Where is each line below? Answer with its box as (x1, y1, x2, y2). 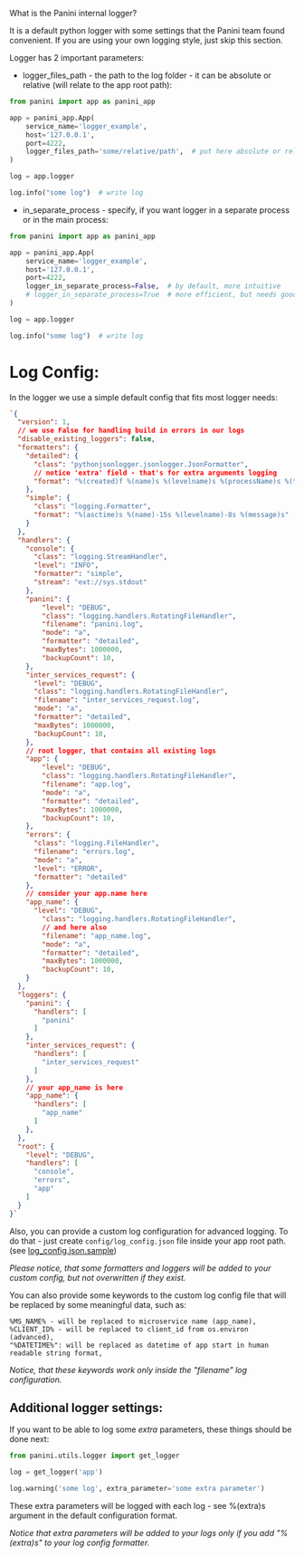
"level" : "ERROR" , (33, 864, 103, 873)
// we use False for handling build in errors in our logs (17, 426, 245, 436)
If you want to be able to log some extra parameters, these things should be (9, 1424, 292, 1435)
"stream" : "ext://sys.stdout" (33, 578, 147, 587)
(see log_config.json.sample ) (9, 1245, 118, 1255)
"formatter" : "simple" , (33, 570, 124, 579)
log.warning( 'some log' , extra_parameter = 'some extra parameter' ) (9, 1485, 265, 1494)
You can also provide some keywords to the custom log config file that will (9, 1290, 287, 1301)
